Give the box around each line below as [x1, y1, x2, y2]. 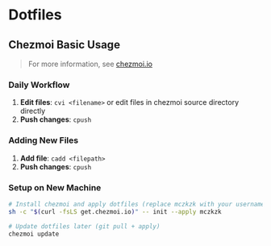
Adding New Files [8, 135, 79, 146]
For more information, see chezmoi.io [27, 59, 153, 69]
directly [19, 106, 46, 116]
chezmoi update [8, 230, 60, 238]
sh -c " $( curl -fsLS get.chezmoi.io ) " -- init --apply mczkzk [8, 207, 222, 215]
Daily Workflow [8, 79, 70, 90]
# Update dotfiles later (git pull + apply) [8, 222, 161, 231]
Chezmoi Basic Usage [8, 38, 121, 52]
